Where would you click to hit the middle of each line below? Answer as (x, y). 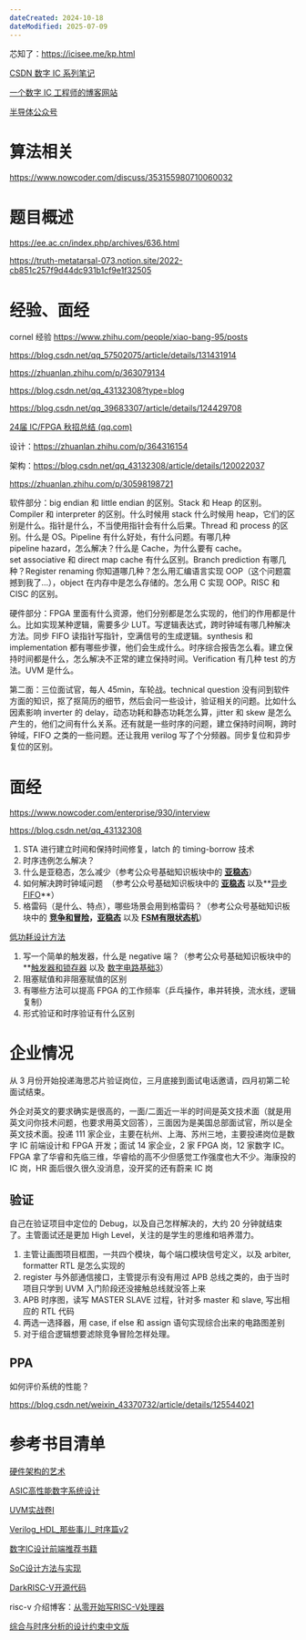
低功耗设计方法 (37, 937)
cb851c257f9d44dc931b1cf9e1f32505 (81, 271)
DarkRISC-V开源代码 (48, 1587)
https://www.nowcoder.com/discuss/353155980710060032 (121, 178)
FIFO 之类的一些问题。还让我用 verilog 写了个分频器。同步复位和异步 (162, 736)
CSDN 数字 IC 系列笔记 (52, 73)
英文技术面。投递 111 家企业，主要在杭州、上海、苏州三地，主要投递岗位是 (148, 1134)
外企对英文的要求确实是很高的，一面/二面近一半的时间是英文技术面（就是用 (151, 1111)
